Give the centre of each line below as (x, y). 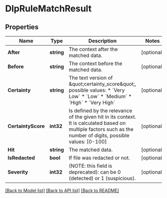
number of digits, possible (99, 135)
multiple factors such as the (101, 129)
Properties (22, 27)
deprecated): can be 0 (95, 172)
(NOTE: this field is (91, 166)
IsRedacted (21, 158)
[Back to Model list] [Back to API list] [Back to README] (62, 191)
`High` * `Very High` (92, 102)
